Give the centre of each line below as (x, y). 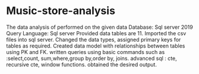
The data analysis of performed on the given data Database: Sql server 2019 (99, 27)
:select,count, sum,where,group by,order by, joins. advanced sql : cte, (91, 58)
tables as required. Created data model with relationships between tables (96, 46)
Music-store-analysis (61, 11)
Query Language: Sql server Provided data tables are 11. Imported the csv (96, 33)
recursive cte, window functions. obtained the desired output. (82, 64)
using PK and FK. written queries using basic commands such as (86, 52)
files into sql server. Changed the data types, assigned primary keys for (94, 39)
